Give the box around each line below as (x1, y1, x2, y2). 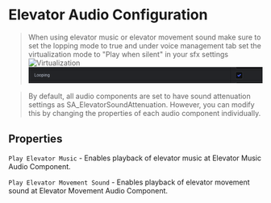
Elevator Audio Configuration (8, 6, 208, 24)
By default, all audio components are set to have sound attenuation (27, 91, 252, 101)
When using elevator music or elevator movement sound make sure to (27, 32, 261, 42)
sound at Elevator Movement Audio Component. (8, 186, 168, 195)
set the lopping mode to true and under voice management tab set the (27, 40, 262, 50)
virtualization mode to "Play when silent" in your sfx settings (27, 49, 228, 59)
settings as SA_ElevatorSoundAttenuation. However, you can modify (27, 100, 256, 110)
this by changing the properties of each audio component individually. (27, 109, 261, 118)
